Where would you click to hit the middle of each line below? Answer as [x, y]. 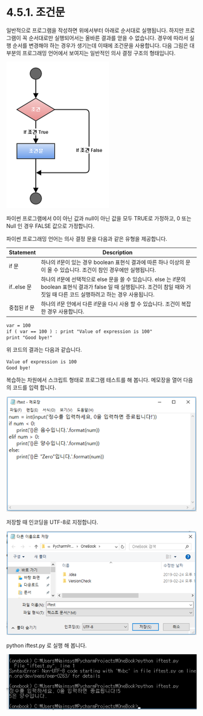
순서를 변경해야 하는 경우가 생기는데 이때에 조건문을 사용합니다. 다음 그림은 [100, 45]
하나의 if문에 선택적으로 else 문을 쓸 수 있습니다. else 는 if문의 [113, 279]
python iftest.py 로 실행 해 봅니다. [47, 646]
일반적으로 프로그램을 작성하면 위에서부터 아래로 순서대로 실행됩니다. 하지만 [95, 30]
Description [118, 252]
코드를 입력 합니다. [34, 387]
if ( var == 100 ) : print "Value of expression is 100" [79, 331]
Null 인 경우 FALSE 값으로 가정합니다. [50, 226]
